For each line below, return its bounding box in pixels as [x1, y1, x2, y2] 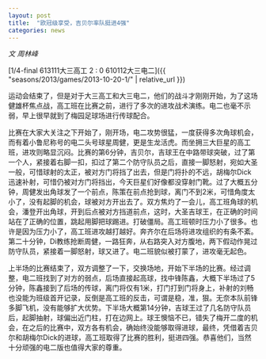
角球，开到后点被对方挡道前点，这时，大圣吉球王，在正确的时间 [49, 207, 258, 216]
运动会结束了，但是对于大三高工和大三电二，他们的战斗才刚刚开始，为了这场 [8, 91, 258, 101]
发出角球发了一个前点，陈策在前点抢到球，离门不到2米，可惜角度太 [35, 187, 256, 197]
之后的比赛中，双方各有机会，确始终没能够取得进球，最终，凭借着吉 [28, 323, 251, 333]
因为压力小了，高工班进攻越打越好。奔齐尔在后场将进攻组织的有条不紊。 [21, 227, 258, 236]
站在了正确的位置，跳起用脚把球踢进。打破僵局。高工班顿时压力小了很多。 [8, 217, 251, 227]
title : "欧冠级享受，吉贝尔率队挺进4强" [8, 19, 131, 27]
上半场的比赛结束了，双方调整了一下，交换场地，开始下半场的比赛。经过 [8, 263, 244, 273]
